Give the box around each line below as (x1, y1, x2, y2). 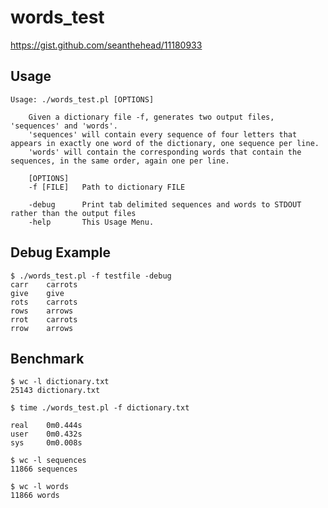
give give (10, 288, 65, 298)
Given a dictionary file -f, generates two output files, (28, 112, 275, 122)
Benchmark (10, 350, 85, 367)
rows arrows (10, 306, 74, 316)
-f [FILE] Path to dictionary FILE (28, 182, 186, 192)
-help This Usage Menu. (28, 217, 155, 227)
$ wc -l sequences (10, 456, 87, 466)
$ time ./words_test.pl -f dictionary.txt (10, 403, 190, 413)
